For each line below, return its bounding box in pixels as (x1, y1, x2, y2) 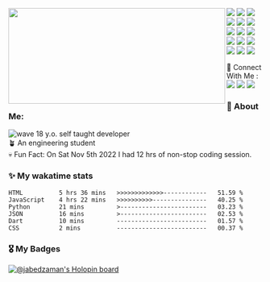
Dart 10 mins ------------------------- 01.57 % (8, 217, 243, 225)
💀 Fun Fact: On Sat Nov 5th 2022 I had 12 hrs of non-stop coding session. (8, 150, 252, 160)
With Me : (226, 71, 259, 81)
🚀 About (226, 101, 260, 112)
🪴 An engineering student (8, 138, 96, 148)
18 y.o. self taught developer (35, 129, 131, 139)
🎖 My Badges (8, 243, 60, 254)
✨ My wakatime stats (8, 170, 93, 181)
